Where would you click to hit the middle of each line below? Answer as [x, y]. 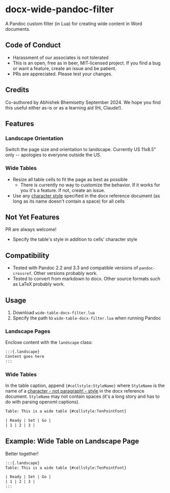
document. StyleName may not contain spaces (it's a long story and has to [82, 396]
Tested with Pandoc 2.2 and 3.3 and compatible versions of [75, 268]
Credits [17, 90]
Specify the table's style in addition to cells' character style [75, 240]
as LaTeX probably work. [39, 284]
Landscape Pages [28, 331]
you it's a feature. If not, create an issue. [63, 190]
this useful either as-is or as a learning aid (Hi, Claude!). [64, 108]
